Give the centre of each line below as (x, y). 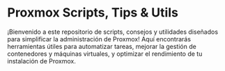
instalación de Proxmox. (42, 61)
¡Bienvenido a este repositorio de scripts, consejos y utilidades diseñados (113, 32)
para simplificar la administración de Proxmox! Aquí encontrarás (99, 39)
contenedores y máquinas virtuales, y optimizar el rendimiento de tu (105, 54)
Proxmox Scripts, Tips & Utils (93, 13)
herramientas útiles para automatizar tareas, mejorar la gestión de (102, 46)
